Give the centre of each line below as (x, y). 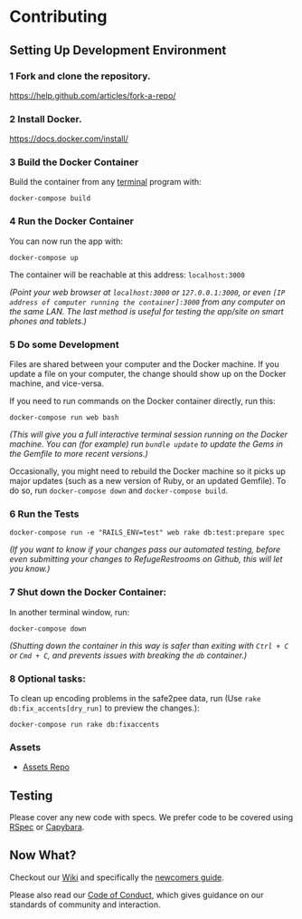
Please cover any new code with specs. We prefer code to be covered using (151, 817)
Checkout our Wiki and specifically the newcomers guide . (117, 877)
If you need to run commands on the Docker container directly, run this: (142, 401)
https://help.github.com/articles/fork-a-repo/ (93, 95)
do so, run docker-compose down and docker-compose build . (119, 490)
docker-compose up (44, 257)
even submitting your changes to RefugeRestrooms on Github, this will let (146, 559)
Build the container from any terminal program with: (105, 182)
